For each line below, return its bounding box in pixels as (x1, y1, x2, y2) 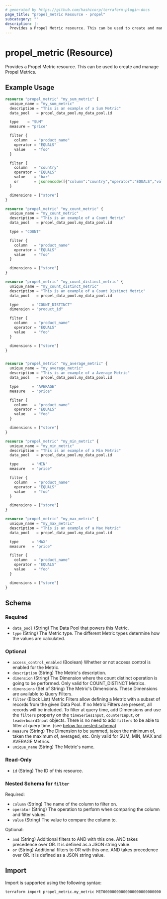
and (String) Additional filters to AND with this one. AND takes (12, 836, 138, 842)
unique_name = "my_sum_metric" (9, 101, 75, 106)
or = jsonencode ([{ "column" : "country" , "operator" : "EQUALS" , (14, 179, 155, 184)
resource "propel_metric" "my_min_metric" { (5, 439, 99, 444)
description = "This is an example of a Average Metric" (9, 370, 130, 376)
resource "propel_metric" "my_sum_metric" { (5, 97, 99, 102)
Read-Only (5, 756, 32, 763)
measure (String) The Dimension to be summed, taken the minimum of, (12, 728, 156, 734)
